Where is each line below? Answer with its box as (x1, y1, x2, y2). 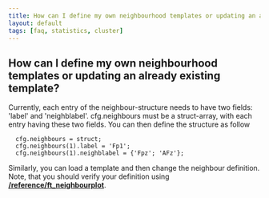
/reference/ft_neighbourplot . (8, 180, 106, 190)
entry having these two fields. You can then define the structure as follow (8, 119, 251, 129)
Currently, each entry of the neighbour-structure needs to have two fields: (8, 103, 253, 112)
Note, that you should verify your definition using (8, 172, 170, 181)
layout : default (8, 19, 62, 27)
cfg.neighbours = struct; (15, 135, 102, 143)
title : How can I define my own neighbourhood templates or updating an (8, 11, 256, 20)
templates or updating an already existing (8, 69, 221, 83)
